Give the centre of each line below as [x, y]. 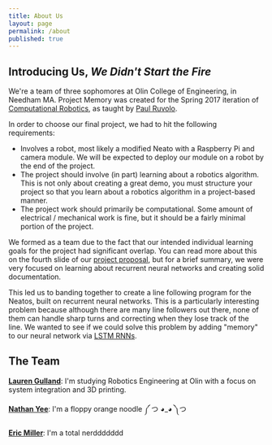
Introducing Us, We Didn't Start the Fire [110, 71]
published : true [36, 39]
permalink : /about [39, 31]
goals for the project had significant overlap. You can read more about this [133, 251]
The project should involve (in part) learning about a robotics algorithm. [140, 175]
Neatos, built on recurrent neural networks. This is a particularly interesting [134, 301]
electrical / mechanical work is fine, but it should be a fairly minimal [133, 218]
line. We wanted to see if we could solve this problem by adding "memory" [133, 327]
